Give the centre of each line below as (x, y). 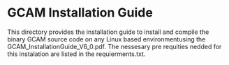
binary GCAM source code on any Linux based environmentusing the (106, 39)
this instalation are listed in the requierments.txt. (76, 54)
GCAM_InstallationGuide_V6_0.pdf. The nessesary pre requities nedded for (114, 46)
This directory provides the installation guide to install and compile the (108, 32)
